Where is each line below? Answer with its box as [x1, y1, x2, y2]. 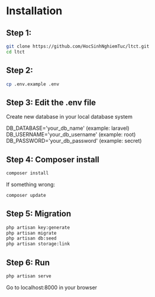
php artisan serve [6, 273, 51, 279]
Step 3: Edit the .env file [6, 97, 96, 107]
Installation [6, 4, 63, 18]
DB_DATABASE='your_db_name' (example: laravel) [6, 124, 130, 132]
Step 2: [6, 65, 34, 75]
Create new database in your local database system [6, 113, 133, 120]
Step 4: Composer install [6, 154, 99, 164]
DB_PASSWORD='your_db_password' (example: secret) [6, 138, 142, 145]
